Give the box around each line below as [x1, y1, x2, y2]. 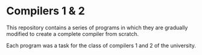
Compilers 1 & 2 [6, 4, 86, 18]
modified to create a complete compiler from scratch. [6, 30, 139, 37]
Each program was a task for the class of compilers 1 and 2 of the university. [6, 42, 197, 49]
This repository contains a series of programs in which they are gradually [6, 24, 188, 31]
